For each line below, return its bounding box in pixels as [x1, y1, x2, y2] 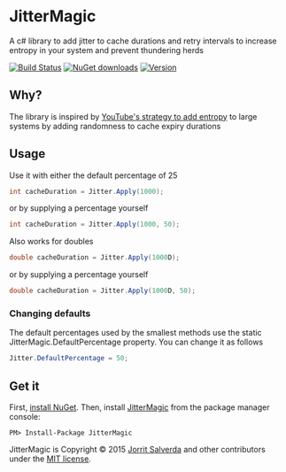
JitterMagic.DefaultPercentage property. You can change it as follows [9, 337, 264, 347]
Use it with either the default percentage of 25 [9, 170, 178, 181]
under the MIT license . [9, 453, 91, 464]
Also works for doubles [9, 236, 95, 247]
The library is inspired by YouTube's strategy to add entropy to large [9, 111, 258, 121]
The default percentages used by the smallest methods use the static [9, 328, 263, 338]
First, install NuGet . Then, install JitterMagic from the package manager [9, 402, 270, 413]
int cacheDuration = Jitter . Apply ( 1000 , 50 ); [9, 220, 180, 229]
